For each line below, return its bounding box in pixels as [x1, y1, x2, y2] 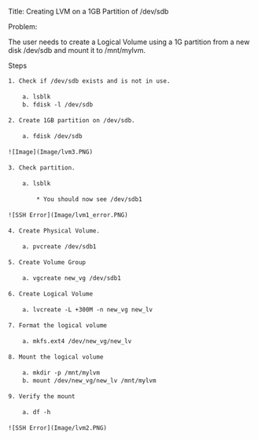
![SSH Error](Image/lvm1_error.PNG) [8, 211, 128, 219]
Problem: [8, 22, 38, 31]
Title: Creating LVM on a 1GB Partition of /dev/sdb [8, 7, 169, 16]
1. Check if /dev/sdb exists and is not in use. [8, 77, 171, 85]
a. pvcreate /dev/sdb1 [22, 243, 97, 251]
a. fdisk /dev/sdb [22, 132, 83, 140]
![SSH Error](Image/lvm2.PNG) [8, 424, 108, 432]
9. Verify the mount [8, 393, 76, 401]
